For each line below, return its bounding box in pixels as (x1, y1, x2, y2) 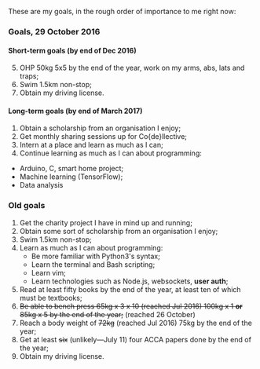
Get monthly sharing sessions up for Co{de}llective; (19, 132, 187, 141)
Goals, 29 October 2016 (8, 26, 101, 37)
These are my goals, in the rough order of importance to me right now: (8, 7, 236, 16)
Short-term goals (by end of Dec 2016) (8, 46, 137, 55)
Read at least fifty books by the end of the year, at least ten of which (19, 284, 241, 294)
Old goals (8, 200, 46, 211)
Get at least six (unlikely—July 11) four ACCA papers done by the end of (19, 334, 251, 344)
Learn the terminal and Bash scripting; (31, 259, 156, 269)
